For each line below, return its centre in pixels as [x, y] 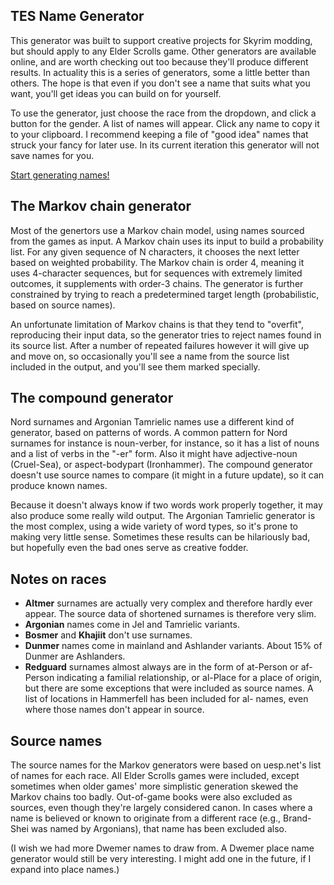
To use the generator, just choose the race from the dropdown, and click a [163, 113]
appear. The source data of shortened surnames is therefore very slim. [170, 614]
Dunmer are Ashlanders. [75, 656]
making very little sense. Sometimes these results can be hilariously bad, [160, 537]
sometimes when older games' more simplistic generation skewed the [154, 786]
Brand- [297, 818]
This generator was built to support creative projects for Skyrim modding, [161, 40]
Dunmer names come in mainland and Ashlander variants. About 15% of [173, 646]
